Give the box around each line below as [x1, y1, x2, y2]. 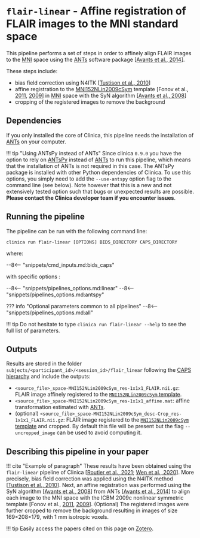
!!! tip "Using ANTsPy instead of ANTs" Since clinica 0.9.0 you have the [6, 149, 181, 157]
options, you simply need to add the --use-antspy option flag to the [6, 175, 171, 182]
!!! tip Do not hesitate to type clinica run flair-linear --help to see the [6, 320, 186, 327]
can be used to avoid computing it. [56, 429, 142, 436]
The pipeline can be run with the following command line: [6, 227, 147, 235]
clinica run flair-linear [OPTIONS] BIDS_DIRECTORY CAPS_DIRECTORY [6, 239, 178, 245]
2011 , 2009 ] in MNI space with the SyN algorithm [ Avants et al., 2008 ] [14, 92, 187, 99]
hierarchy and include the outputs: [6, 373, 91, 380]
